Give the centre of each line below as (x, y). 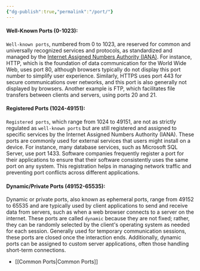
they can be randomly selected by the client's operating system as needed (98, 225)
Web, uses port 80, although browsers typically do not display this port (93, 69)
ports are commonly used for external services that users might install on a (99, 141)
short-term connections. (36, 250)
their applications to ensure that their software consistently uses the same (97, 160)
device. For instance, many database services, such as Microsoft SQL (92, 147)
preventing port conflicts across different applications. (73, 173)
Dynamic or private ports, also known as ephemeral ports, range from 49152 (100, 199)
